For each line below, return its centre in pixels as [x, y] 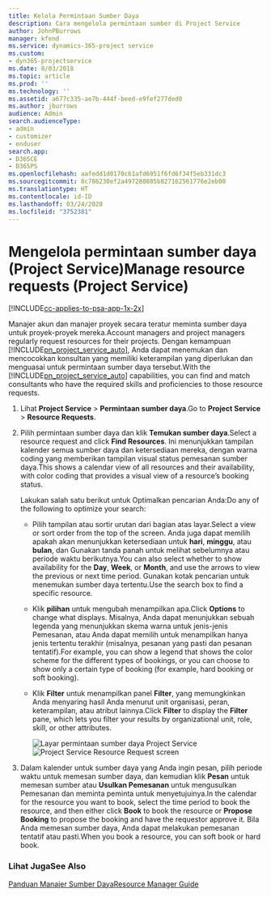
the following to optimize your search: [83, 509]
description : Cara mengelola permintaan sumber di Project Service [125, 23]
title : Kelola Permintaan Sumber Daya [74, 16]
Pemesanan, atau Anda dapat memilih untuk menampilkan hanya [140, 635]
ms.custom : [27, 53]
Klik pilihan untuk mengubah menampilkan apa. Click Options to [138, 609]
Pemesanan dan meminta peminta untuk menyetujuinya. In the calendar [138, 793]
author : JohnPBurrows [45, 31]
